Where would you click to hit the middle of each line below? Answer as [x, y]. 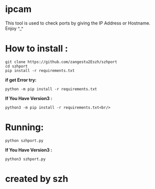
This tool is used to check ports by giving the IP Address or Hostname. [78, 23]
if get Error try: [21, 80]
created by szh [37, 179]
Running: [24, 127]
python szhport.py [24, 140]
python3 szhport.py [25, 159]
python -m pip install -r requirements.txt [51, 89]
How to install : [37, 49]
